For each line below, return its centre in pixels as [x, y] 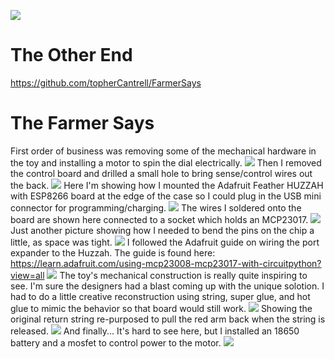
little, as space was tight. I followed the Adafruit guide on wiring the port [165, 242]
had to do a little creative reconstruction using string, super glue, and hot [160, 296]
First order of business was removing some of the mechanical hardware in [163, 151]
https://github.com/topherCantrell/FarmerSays [106, 82]
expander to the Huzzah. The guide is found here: [113, 252]
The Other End [71, 55]
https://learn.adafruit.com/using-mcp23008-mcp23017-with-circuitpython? [166, 263]
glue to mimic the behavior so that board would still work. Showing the [161, 308]
